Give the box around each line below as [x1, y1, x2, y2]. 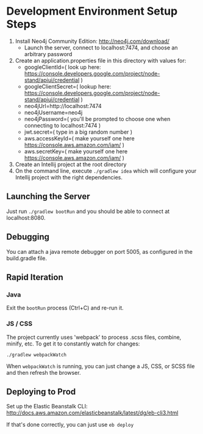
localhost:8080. [6, 214, 46, 221]
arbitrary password [24, 50, 73, 57]
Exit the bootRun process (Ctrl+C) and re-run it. [6, 304, 124, 312]
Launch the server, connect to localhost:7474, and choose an [24, 44, 178, 51]
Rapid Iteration [6, 272, 64, 282]
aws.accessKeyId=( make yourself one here [24, 134, 135, 142]
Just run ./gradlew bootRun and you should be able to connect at [6, 208, 170, 215]
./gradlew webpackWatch [6, 352, 67, 358]
